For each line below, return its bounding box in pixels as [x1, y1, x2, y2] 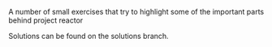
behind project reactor [8, 15, 84, 25]
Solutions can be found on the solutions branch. [8, 32, 169, 41]
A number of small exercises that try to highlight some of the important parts [8, 7, 265, 16]
